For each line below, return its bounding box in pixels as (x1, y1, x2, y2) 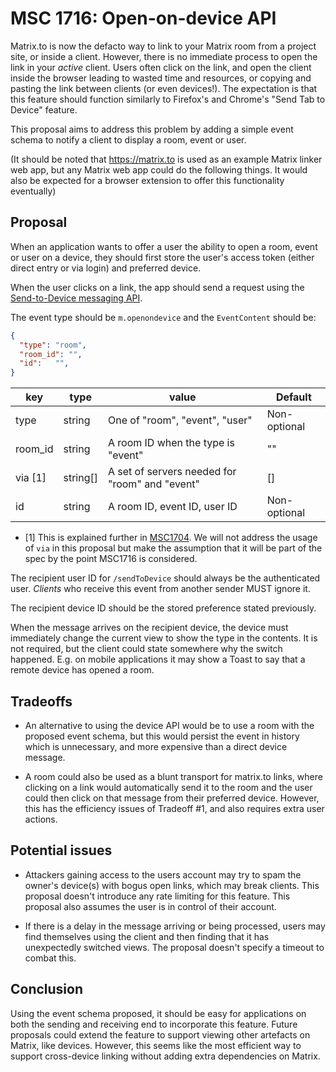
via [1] (15, 471, 47, 485)
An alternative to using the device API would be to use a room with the (24, 719, 315, 731)
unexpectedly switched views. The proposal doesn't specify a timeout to (24, 941, 325, 953)
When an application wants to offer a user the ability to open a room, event (10, 240, 318, 252)
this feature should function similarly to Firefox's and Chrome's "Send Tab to (10, 93, 326, 105)
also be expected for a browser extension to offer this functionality (10, 174, 285, 186)
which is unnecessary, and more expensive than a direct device (24, 740, 288, 752)
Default (275, 390, 312, 404)
